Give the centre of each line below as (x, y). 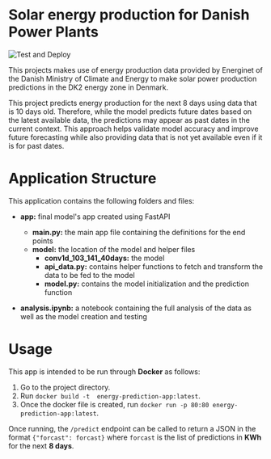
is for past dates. (36, 145)
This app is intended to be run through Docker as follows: (104, 371)
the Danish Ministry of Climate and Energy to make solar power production (133, 78)
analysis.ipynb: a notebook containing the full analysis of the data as (136, 308)
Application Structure (83, 179)
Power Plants (53, 32)
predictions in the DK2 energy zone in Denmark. (89, 87)
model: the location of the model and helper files (114, 249)
